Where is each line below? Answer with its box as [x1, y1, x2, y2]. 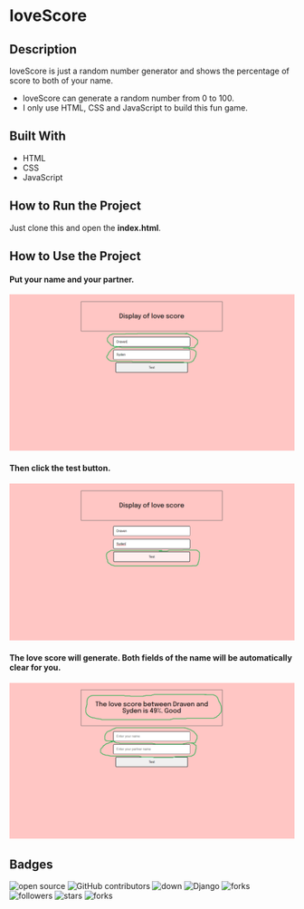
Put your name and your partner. [9, 274, 135, 285]
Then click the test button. [9, 463, 111, 474]
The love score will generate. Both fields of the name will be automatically [9, 653, 292, 663]
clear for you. [9, 662, 62, 673]
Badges [9, 856, 53, 872]
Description [9, 42, 77, 57]
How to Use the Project [9, 248, 142, 264]
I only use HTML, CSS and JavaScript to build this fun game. [22, 102, 249, 113]
